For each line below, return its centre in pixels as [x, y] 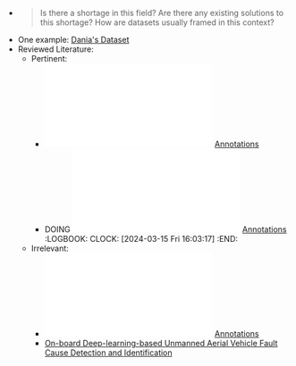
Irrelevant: [50, 248]
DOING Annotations [165, 229]
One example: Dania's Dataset [73, 40]
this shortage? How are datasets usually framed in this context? [157, 22]
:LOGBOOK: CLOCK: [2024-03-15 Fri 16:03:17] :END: [141, 239]
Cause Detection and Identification [108, 353]
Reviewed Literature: [55, 49]
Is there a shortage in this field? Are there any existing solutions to [162, 13]
